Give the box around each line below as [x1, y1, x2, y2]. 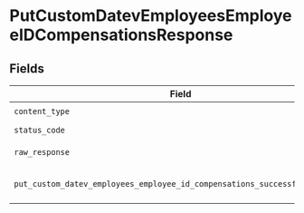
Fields [9, 61, 45, 76]
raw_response [14, 147, 71, 157]
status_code [14, 124, 66, 135]
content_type [14, 106, 71, 116]
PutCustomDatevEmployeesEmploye [9, 5, 292, 26]
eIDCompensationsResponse [9, 24, 233, 45]
